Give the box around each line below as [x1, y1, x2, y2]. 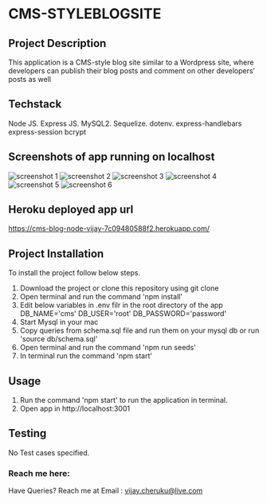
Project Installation [8, 247, 104, 260]
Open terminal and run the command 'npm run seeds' [19, 343, 197, 353]
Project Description [8, 37, 107, 50]
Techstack [8, 97, 62, 111]
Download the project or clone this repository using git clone [19, 283, 219, 293]
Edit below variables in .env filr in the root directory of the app [19, 300, 223, 310]
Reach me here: [8, 467, 70, 478]
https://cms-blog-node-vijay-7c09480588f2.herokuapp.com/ [8, 224, 210, 233]
